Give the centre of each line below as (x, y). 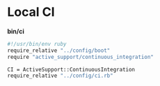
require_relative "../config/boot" (59, 50)
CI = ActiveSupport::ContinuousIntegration (71, 69)
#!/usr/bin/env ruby (37, 44)
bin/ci (16, 31)
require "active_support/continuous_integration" (81, 57)
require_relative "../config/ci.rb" (60, 76)
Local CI (31, 12)
